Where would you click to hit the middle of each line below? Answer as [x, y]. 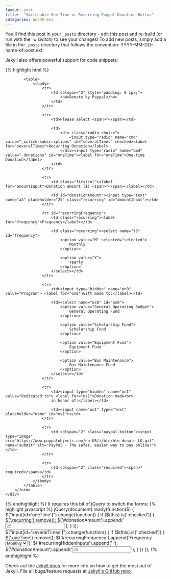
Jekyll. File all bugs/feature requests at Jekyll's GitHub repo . [69, 571]
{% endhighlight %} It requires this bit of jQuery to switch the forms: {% [81, 504]
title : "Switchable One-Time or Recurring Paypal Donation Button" [80, 15]
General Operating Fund [94, 312]
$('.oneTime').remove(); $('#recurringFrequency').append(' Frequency [79, 538]
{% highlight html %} [27, 70]
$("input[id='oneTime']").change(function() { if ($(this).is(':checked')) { [80, 515]
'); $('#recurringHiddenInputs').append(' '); [73, 543]
